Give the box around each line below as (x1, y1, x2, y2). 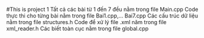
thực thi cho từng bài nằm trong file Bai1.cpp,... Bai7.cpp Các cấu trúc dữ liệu (6, 12, 199, 19)
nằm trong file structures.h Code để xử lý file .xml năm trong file (6, 19, 167, 25)
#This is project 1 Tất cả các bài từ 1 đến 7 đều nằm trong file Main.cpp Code (6, 6, 199, 13)
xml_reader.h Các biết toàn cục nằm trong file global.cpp (6, 25, 149, 32)
